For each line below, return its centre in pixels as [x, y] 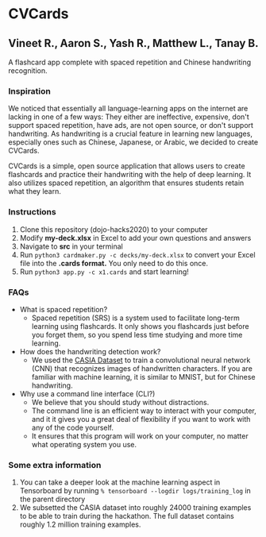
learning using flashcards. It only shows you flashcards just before [140, 326]
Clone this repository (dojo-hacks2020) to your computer [114, 229]
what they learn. [35, 191]
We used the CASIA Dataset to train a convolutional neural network [141, 360]
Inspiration [30, 91]
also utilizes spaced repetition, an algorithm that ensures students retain [126, 183]
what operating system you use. [84, 444]
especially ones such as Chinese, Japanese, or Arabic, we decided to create [133, 142]
